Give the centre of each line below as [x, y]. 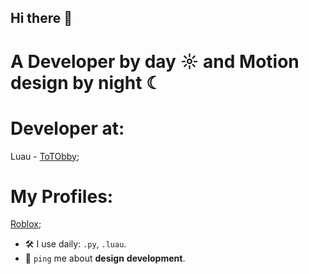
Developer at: [67, 128]
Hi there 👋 [41, 18]
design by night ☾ [86, 82]
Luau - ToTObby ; [45, 156]
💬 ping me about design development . [105, 258]
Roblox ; [26, 224]
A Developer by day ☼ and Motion [155, 61]
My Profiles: [62, 196]
